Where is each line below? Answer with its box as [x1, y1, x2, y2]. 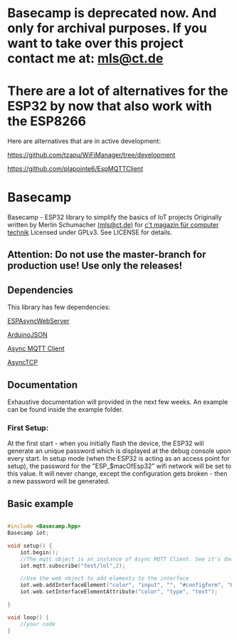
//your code [20, 620, 55, 627]
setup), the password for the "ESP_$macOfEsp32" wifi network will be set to [7, 462, 232, 471]
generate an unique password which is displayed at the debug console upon [7, 447, 231, 455]
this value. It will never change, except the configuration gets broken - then [7, 469, 228, 478]
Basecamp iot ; [7, 529, 50, 537]
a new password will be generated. [7, 477, 110, 486]
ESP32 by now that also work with [7, 98, 212, 115]
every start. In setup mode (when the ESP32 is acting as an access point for [7, 454, 230, 463]
